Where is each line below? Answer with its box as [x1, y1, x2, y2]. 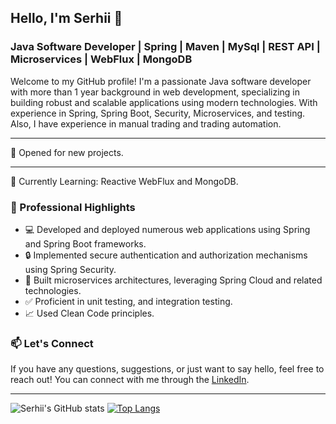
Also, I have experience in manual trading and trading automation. [10, 117, 282, 130]
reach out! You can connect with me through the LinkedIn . [10, 374, 250, 386]
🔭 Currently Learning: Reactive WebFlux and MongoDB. [10, 175, 239, 187]
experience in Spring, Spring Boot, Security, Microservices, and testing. [10, 107, 306, 119]
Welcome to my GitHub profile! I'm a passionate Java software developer [10, 75, 312, 87]
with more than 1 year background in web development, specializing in [10, 86, 301, 98]
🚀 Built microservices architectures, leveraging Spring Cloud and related [24, 274, 323, 286]
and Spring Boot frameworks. [24, 237, 147, 250]
